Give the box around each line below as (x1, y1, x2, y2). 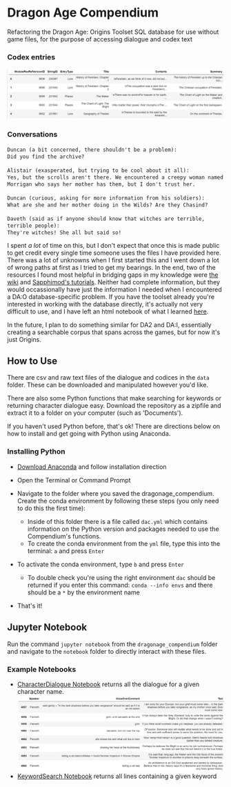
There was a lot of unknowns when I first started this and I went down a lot (7, 255, 219, 264)
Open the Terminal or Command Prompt (17, 476, 131, 484)
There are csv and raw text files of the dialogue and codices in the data (7, 373, 210, 382)
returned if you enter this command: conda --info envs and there (27, 581, 213, 589)
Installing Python (7, 447, 66, 456)
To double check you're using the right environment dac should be (27, 573, 216, 581)
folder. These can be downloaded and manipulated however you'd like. (7, 381, 209, 389)
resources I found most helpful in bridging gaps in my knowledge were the (7, 271, 219, 279)
